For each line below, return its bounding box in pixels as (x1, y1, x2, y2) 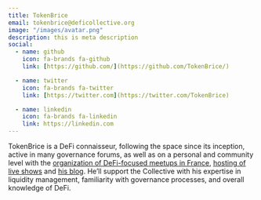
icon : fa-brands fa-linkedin (22, 113, 118, 121)
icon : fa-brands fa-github (22, 56, 111, 64)
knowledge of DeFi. (8, 184, 71, 192)
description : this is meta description (8, 33, 139, 42)
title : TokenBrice (8, 11, 68, 20)
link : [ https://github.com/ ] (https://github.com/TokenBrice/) (22, 63, 230, 71)
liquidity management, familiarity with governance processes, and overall (8, 175, 245, 184)
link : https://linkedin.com (22, 120, 114, 128)
